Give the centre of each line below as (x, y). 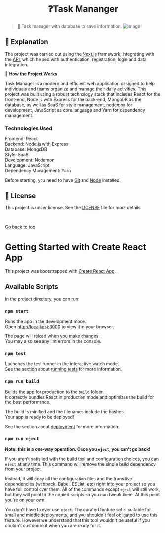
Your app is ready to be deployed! (40, 417)
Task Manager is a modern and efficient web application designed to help (80, 83)
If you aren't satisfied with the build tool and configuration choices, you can (82, 459)
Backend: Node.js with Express (37, 144)
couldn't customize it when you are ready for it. (53, 525)
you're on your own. (25, 500)
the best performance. (28, 402)
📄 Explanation (27, 42)
